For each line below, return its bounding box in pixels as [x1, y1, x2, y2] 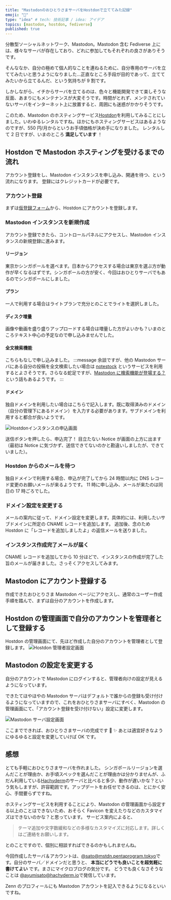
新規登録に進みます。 [22, 238, 68, 244]
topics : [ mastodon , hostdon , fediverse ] [5, 21, 93, 27]
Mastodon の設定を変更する [5, 661, 94, 670]
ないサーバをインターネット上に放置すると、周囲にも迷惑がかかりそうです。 [5, 101, 166, 107]
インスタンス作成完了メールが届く [5, 542, 89, 549]
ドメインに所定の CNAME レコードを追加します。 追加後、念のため [9, 521, 151, 527]
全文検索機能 [5, 345, 32, 351]
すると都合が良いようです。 [9, 414, 68, 420]
